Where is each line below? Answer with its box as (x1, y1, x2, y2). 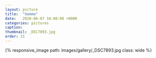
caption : (5, 25, 23, 30)
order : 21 (5, 34, 25, 39)
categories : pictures (5, 20, 49, 26)
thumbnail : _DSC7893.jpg (5, 29, 56, 34)
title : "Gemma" (5, 12, 38, 16)
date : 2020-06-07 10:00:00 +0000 (5, 16, 78, 21)
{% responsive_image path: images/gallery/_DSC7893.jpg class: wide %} (5, 47, 152, 53)
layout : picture (5, 7, 38, 12)
